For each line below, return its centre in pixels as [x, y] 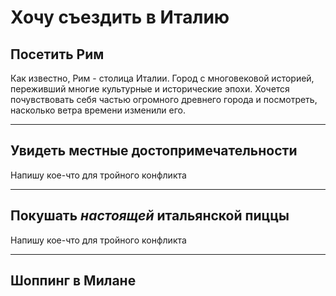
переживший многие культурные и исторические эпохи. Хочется [150, 89]
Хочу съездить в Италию [120, 17]
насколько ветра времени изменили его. [98, 110]
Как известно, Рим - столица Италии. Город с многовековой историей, [162, 78]
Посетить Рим [57, 54]
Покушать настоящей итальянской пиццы [150, 216]
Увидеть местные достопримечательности [154, 151]
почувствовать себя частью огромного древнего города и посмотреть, [164, 99]
